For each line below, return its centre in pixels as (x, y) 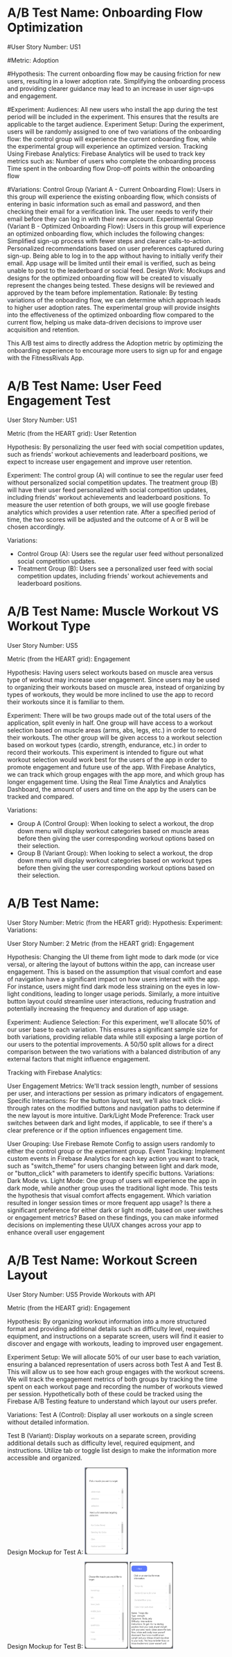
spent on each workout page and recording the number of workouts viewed (115, 1386)
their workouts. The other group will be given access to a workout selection (115, 737)
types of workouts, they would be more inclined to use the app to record (110, 694)
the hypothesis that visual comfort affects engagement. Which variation (109, 1195)
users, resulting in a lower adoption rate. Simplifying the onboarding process (116, 81)
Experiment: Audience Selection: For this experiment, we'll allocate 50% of (114, 1022)
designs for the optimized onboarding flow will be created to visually (105, 278)
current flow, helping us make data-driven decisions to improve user (105, 322)
